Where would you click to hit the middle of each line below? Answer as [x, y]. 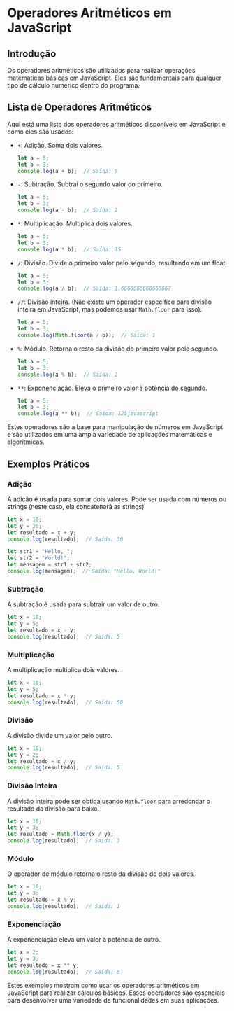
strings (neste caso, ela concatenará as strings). [77, 506]
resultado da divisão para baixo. [53, 808]
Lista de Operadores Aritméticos [80, 107]
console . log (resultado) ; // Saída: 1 [64, 906]
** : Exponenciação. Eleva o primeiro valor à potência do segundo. [112, 388]
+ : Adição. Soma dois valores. [60, 145]
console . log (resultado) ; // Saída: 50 [65, 702]
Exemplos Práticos [49, 464]
